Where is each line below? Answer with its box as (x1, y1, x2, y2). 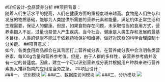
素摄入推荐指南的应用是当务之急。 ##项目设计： (5, 66, 102, 71)
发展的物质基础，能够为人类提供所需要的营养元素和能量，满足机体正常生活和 (5, 17, 160, 22)
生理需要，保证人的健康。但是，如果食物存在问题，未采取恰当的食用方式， (5, 23, 156, 28)
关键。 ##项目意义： (9, 41, 51, 47)
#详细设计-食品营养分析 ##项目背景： (5, 4, 81, 10)
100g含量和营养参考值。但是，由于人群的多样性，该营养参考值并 (22, 54, 153, 59)
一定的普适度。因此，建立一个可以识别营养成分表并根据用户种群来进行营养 (9, 59, 160, 65)
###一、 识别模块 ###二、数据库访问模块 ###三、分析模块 (5, 72, 136, 78)
